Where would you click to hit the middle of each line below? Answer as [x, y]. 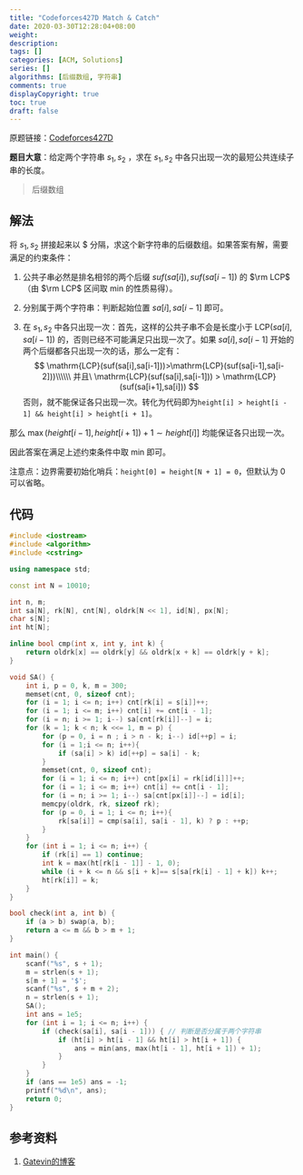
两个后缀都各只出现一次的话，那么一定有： [102, 351]
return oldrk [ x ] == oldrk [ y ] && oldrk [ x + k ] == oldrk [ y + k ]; [148, 653]
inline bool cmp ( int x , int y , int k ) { [87, 644]
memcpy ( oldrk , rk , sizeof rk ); [101, 804]
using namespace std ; [50, 569]
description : [34, 43]
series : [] [30, 69]
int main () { [34, 955]
